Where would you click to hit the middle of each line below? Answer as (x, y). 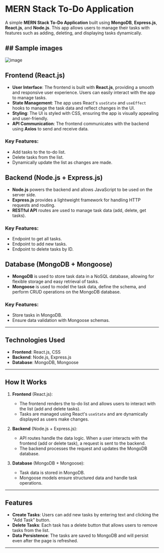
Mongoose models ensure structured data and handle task (78, 478)
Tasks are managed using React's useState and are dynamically (83, 414)
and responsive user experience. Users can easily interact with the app (83, 92)
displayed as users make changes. (54, 419)
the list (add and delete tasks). (50, 408)
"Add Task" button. (31, 520)
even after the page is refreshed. (45, 540)
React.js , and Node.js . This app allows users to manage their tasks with (77, 27)
